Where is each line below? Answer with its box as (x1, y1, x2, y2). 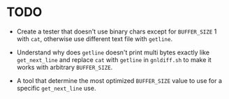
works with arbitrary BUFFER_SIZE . (16, 63, 113, 71)
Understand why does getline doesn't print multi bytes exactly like (16, 48, 210, 56)
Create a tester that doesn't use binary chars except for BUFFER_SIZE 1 (16, 27, 217, 36)
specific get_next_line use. (16, 84, 96, 92)
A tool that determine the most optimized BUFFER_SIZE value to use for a (16, 76, 223, 84)
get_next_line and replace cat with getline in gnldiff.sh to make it (16, 55, 212, 63)
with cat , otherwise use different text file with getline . (16, 34, 172, 43)
